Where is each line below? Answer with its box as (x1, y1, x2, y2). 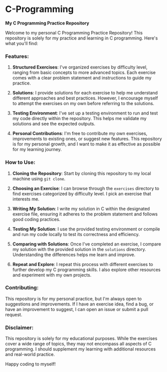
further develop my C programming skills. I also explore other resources (12, 266, 161, 272)
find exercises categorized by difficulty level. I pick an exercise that (12, 190, 151, 196)
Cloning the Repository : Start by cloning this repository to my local (12, 170, 151, 176)
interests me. (12, 196, 39, 202)
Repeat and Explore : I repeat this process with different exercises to (12, 261, 153, 267)
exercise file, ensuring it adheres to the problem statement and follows (12, 211, 158, 217)
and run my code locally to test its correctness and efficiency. (12, 231, 140, 237)
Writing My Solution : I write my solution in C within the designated (12, 205, 150, 211)
